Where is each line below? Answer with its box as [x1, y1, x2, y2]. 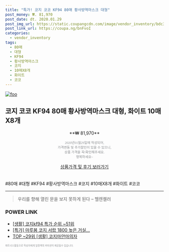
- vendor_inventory [10, 36, 51, 41]
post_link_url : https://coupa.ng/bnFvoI [5, 26, 92, 31]
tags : [5, 40, 17, 45]
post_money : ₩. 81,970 [5, 12, 53, 17]
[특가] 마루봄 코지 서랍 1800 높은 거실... [12, 227, 91, 233]
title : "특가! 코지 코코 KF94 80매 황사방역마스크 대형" [5, 7, 110, 13]
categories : [5, 31, 30, 36]
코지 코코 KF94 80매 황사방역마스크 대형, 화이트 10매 [5, 107, 161, 115]
